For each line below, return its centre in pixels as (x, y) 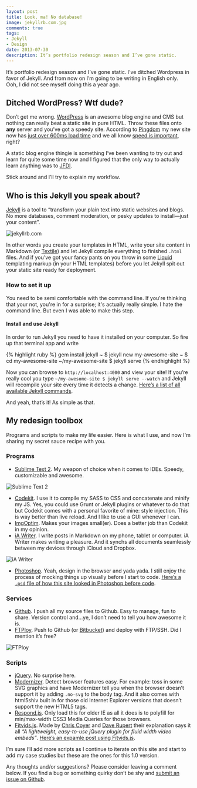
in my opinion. (31, 529)
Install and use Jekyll (32, 324)
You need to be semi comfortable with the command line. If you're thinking (96, 298)
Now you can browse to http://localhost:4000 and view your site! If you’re (97, 372)
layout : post (22, 11)
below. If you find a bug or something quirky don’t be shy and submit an (93, 773)
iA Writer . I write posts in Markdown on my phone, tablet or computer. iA (102, 536)
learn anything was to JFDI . (39, 166)
